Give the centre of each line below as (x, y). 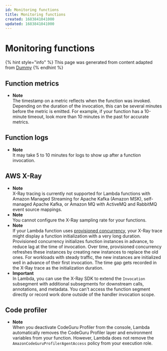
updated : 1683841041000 (30, 24)
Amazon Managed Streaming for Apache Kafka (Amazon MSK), (78, 198)
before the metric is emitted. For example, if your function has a (78, 111)
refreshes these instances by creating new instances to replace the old (85, 252)
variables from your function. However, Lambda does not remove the (83, 338)
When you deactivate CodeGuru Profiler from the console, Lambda (81, 327)
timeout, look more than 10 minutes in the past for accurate (88, 116)
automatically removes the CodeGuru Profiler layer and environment (82, 332)
